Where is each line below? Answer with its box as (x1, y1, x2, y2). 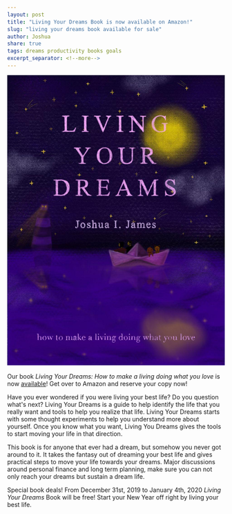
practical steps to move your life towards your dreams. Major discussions (7, 457, 215, 466)
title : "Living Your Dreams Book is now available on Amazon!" (7, 18, 193, 26)
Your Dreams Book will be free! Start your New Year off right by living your (7, 493, 219, 501)
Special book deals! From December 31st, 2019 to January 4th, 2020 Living (7, 486, 222, 494)
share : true (7, 40, 41, 48)
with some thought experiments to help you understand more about (7, 415, 200, 423)
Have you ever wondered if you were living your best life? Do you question (7, 392, 219, 401)
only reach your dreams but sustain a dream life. (7, 472, 145, 480)
